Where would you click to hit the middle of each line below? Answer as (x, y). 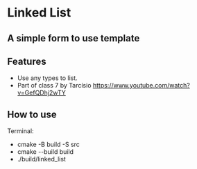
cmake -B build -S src (48, 145)
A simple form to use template (74, 38)
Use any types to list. (47, 78)
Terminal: (20, 131)
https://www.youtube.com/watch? (142, 86)
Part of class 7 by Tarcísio (54, 86)
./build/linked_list (41, 159)
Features (27, 61)
